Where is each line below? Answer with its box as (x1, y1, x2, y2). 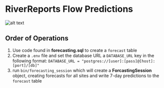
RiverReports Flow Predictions (5, 3, 133, 15)
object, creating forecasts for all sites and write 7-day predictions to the (12, 73, 160, 79)
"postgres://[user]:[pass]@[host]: (82, 58, 156, 64)
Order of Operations (5, 34, 69, 43)
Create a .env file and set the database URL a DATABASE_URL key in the (12, 52, 155, 58)
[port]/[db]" (12, 63, 40, 68)
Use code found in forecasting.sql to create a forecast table (12, 47, 138, 53)
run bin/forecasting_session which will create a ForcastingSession (12, 67, 152, 73)
